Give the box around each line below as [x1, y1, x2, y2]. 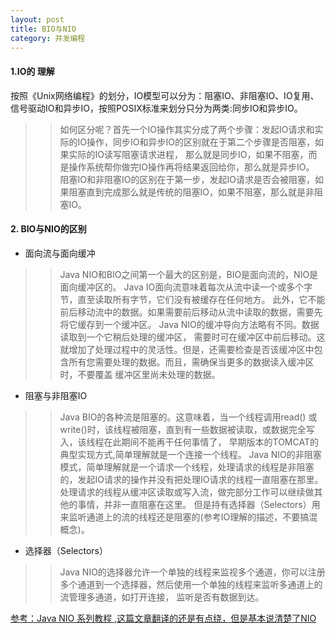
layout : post [10, 14, 65, 25]
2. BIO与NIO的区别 [10, 223, 87, 235]
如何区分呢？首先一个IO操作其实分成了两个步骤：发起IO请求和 [59, 123, 315, 135]
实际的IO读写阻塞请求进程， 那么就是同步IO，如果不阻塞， [68, 148, 309, 160]
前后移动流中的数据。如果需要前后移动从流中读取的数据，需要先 [59, 306, 323, 318]
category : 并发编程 [10, 33, 86, 43]
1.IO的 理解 [10, 65, 55, 77]
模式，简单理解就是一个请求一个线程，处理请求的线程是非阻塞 [59, 461, 315, 473]
